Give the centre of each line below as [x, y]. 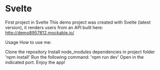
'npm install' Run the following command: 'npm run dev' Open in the [75, 57]
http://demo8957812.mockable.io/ [40, 33]
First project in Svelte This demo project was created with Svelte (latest [78, 22]
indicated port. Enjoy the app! [35, 62]
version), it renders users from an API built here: [54, 27]
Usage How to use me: [28, 42]
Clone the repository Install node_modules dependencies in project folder [80, 52]
